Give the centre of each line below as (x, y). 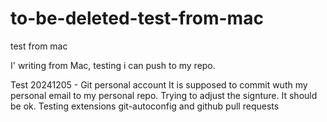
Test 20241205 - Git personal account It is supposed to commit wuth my (159, 84)
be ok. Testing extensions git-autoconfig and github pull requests (145, 106)
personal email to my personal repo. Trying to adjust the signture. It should (164, 95)
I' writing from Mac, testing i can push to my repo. (113, 65)
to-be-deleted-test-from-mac (137, 18)
